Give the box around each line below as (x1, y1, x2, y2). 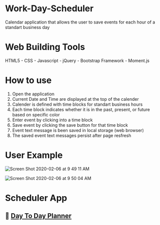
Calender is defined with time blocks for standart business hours (12, 101, 143, 107)
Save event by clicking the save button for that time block (12, 122, 128, 128)
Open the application (12, 91, 55, 97)
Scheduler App (5, 192, 68, 203)
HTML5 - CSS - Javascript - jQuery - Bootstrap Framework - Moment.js (5, 57, 150, 64)
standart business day (5, 24, 50, 30)
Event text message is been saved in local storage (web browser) (12, 127, 144, 133)
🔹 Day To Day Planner (5, 212, 72, 220)
